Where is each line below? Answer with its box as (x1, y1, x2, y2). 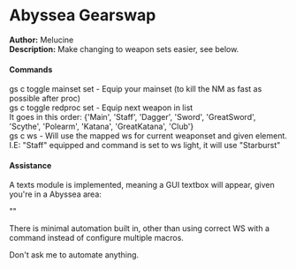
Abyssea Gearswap (9, 5, 156, 26)
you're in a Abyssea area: (9, 189, 102, 199)
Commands (9, 64, 53, 75)
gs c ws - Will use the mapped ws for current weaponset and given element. (9, 131, 287, 141)
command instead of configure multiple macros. (9, 233, 184, 243)
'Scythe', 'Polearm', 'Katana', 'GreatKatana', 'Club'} (9, 121, 194, 132)
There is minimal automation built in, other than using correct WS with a (9, 223, 269, 234)
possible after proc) (9, 93, 81, 104)
